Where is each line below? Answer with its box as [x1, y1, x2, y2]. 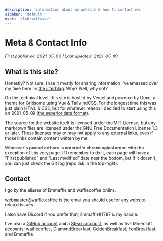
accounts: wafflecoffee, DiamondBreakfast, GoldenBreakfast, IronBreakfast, [5, 226, 157, 232]
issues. [20, 202, 34, 207]
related [5, 202, 19, 207]
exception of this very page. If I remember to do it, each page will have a [5, 150, 150, 156]
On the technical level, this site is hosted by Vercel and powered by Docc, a [5, 95, 156, 101]
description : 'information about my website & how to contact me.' [5, 7, 145, 12]
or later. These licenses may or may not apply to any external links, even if [5, 130, 153, 136]
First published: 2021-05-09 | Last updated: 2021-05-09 [5, 53, 118, 59]
